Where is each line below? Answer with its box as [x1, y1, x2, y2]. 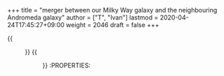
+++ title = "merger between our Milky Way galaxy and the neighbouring [7, 6, 218, 14]
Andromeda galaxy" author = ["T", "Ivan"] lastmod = [7, 13, 159, 22]
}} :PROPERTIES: [42, 61, 91, 69]
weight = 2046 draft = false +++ [65, 21, 159, 29]
